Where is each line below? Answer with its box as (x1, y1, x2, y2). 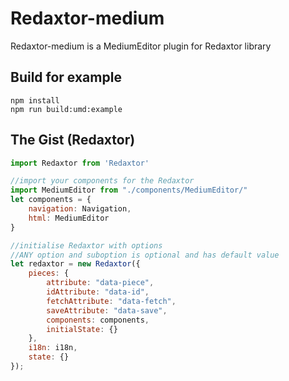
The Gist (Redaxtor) (10, 132, 136, 149)
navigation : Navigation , (28, 204, 132, 214)
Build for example (10, 69, 122, 86)
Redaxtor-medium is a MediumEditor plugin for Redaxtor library (10, 40, 272, 52)
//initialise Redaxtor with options (10, 240, 163, 251)
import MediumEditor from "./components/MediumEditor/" (10, 185, 248, 196)
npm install (10, 95, 60, 106)
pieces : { (28, 268, 70, 279)
